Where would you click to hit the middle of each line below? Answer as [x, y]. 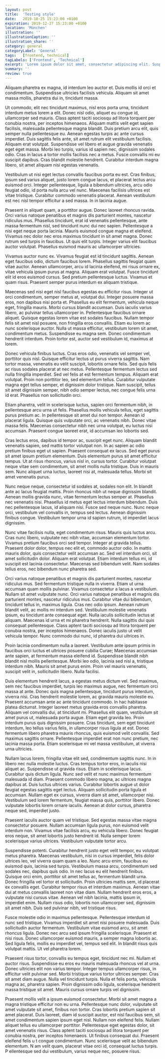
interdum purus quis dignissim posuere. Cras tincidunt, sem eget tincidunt [80, 723]
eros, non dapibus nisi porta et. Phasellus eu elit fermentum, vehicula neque [82, 302]
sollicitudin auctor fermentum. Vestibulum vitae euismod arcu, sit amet [76, 928]
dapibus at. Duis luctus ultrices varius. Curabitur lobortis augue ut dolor [77, 784]
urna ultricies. [19, 749]
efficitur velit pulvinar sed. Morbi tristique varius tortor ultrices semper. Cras [82, 974]
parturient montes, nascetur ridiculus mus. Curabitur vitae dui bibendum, [79, 599]
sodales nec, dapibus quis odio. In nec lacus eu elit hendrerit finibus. [74, 871]
